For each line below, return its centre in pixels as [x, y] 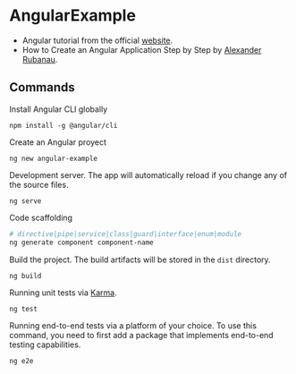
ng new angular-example [54, 158]
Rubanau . [40, 59]
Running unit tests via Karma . [63, 293]
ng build [25, 276]
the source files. [39, 184]
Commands [42, 87]
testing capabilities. [45, 344]
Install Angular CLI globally [59, 109]
